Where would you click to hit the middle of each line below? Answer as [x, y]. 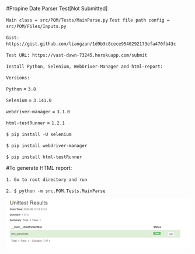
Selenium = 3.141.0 [29, 100]
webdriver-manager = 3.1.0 [38, 111]
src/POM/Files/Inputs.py [36, 26]
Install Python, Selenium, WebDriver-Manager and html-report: [85, 67]
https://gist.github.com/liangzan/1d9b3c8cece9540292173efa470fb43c [91, 44]
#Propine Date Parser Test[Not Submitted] [57, 8]
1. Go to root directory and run [47, 180]
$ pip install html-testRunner [44, 157]
